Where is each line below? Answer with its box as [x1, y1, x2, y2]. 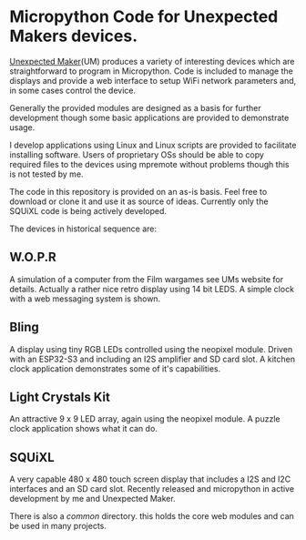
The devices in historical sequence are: [9, 223, 158, 234]
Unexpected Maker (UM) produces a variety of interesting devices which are [9, 56, 295, 66]
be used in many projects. [9, 521, 107, 532]
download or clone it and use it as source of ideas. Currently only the [9, 196, 269, 207]
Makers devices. [9, 25, 138, 46]
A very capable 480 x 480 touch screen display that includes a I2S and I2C [9, 474, 291, 484]
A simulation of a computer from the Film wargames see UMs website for [9, 273, 284, 284]
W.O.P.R [9, 250, 56, 265]
